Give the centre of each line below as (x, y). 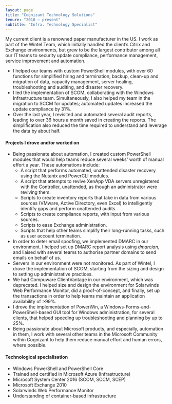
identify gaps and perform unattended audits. (69, 209)
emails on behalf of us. (37, 258)
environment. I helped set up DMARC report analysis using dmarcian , (86, 247)
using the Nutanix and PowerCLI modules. (65, 176)
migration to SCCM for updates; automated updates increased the (82, 104)
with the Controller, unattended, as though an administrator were (89, 187)
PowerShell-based (32, 313)
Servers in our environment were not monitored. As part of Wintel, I (84, 263)
